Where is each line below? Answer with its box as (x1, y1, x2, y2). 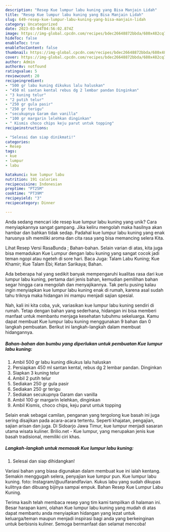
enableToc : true (5, 41, 39, 46)
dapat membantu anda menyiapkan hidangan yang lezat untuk (5, 510, 136, 516)
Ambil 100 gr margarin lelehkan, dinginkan (12, 396, 101, 403)
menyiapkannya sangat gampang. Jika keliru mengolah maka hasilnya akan (5, 224, 162, 230)
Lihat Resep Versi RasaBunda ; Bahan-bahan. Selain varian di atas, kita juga (5, 245, 163, 251)
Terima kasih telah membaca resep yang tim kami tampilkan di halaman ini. (5, 499, 161, 505)
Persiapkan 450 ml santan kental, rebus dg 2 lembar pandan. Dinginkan (12, 364, 162, 371)
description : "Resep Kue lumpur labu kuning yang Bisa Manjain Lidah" (5, 7, 157, 13)
